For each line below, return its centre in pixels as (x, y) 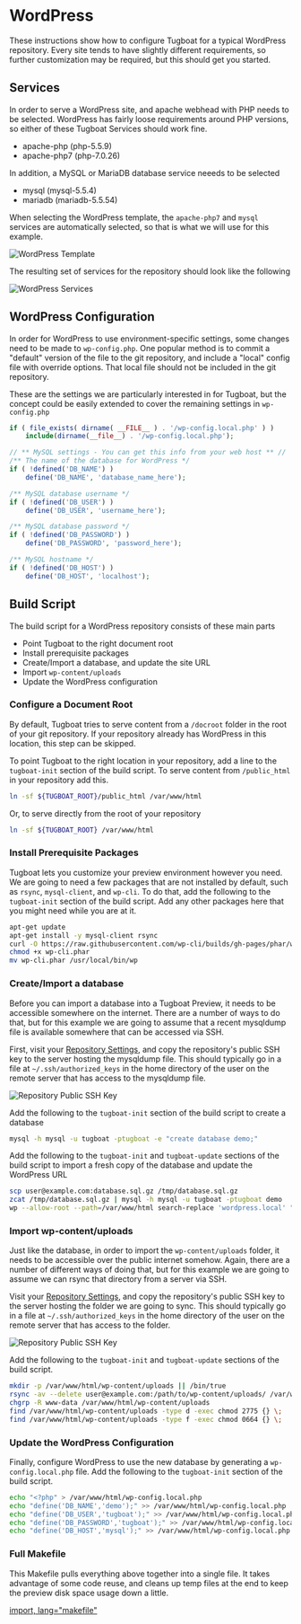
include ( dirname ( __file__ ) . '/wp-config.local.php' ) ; (130, 437)
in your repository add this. (59, 780)
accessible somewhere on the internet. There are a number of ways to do (145, 1012)
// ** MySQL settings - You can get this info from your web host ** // (148, 453)
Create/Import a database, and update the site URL (116, 662)
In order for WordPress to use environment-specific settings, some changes (149, 339)
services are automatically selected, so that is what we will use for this (139, 226)
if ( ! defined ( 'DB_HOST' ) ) (62, 568)
